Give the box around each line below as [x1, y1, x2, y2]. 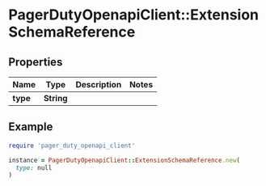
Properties [8, 55, 63, 69]
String [43, 93, 68, 104]
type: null [15, 163, 53, 171]
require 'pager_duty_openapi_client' [8, 142, 136, 150]
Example [8, 120, 53, 134]
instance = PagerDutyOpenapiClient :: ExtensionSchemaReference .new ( [8, 156, 241, 164]
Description [75, 79, 122, 90]
